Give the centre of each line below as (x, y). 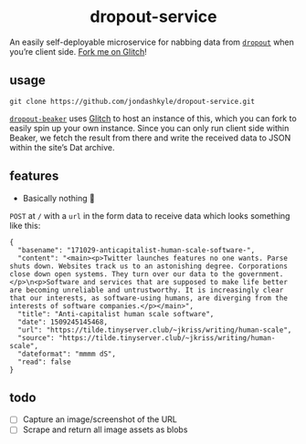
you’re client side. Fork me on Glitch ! (79, 51)
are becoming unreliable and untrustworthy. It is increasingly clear (147, 290)
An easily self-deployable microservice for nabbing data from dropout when (152, 42)
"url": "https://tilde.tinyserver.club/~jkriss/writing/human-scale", (155, 330)
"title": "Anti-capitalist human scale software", (116, 314)
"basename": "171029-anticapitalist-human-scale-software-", (137, 250)
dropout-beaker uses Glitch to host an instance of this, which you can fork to (153, 118)
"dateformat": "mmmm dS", (67, 354)
